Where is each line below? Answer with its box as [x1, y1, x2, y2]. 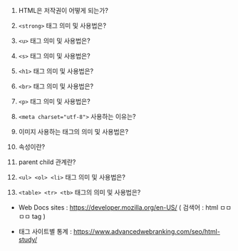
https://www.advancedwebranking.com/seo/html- [73, 227, 220, 235]
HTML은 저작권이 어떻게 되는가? [18, 6, 109, 14]
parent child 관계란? [18, 158, 76, 166]
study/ [18, 235, 38, 244]
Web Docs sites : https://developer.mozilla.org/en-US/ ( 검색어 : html [18, 203, 219, 212]
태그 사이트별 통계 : [18, 227, 72, 235]
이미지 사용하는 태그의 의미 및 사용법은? [18, 128, 129, 135]
